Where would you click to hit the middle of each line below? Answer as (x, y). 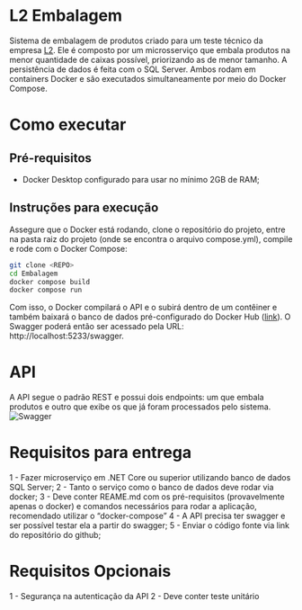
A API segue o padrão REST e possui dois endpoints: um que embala (137, 398)
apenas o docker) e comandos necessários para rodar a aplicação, (133, 507)
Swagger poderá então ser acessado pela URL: (97, 327)
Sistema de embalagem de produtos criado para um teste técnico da (136, 40)
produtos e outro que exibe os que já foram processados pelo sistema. (140, 407)
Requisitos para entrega (100, 453)
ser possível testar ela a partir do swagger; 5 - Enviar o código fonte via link (150, 525)
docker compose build (50, 282)
